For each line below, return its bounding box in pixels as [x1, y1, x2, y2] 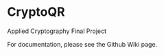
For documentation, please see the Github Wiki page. [7, 40, 158, 48]
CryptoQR [7, 4, 65, 20]
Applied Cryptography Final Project [7, 27, 107, 35]
